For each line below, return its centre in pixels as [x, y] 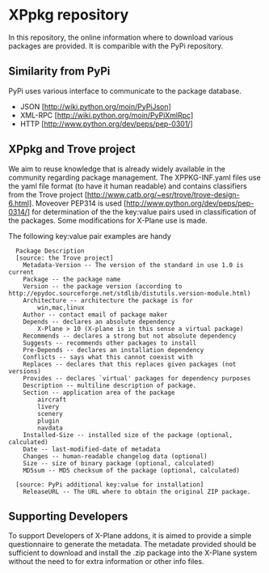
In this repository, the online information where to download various [121, 37]
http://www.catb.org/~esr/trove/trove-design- [164, 194]
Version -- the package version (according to [103, 286]
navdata [50, 428]
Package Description [50, 251]
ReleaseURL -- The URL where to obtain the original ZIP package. [137, 491]
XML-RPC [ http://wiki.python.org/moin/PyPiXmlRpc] [107, 115]
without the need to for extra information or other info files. [106, 562]
